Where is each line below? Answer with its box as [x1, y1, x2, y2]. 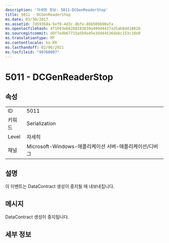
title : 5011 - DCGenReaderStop [5, 12, 71, 17]
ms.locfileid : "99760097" [5, 49, 59, 54]
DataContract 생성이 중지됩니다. [5, 214, 69, 220]
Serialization [27, 119, 56, 127]
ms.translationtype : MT [5, 36, 55, 41]
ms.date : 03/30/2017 [5, 17, 49, 22]
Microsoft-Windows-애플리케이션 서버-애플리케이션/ [27, 143, 149, 150]
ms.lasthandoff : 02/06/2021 [5, 45, 64, 50]
